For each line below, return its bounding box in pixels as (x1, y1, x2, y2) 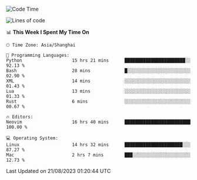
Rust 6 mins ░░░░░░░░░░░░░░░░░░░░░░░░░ (6, 99, 191, 104)
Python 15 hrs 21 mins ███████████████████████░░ (6, 57, 191, 63)
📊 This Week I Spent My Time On (6, 29, 89, 35)
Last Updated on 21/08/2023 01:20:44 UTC (6, 168, 111, 174)
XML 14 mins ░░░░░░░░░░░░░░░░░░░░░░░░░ (6, 78, 191, 84)
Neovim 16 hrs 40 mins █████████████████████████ (6, 119, 191, 125)
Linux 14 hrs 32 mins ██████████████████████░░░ (6, 142, 191, 148)
